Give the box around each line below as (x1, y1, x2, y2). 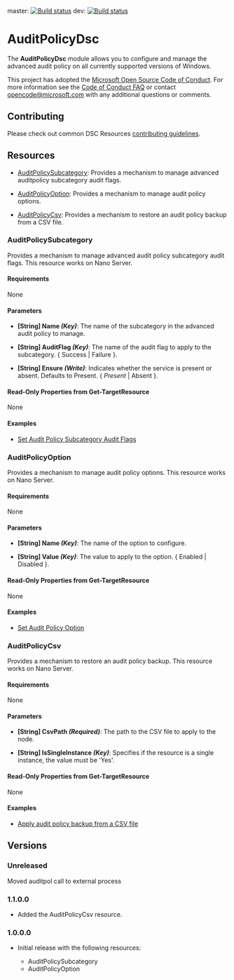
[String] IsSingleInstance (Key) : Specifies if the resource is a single (17, 749, 214, 757)
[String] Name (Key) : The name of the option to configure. (17, 539, 187, 547)
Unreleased (7, 861, 48, 871)
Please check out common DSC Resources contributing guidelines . (7, 129, 201, 137)
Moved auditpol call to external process (7, 877, 121, 885)
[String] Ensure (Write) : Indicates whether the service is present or (17, 364, 212, 372)
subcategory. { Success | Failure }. (17, 351, 118, 359)
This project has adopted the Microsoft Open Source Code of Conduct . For (7, 75, 223, 83)
